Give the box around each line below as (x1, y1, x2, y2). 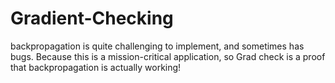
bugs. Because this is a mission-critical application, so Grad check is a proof (10, 50, 326, 62)
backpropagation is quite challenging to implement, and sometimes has (10, 40, 305, 52)
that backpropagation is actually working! (10, 61, 182, 73)
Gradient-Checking (10, 7, 174, 30)
